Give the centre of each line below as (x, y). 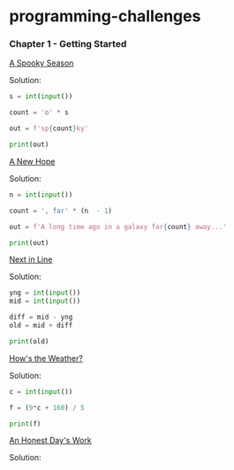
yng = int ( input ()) (45, 293)
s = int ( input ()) (41, 96)
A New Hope (32, 161)
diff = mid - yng (41, 317)
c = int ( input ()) (41, 391)
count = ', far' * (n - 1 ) (61, 211)
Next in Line (31, 259)
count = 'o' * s (39, 112)
